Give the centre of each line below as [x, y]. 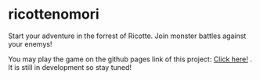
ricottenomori [54, 14]
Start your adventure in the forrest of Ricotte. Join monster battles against [127, 36]
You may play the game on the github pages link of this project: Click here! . [130, 59]
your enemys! [30, 43]
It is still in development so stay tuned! [70, 67]
